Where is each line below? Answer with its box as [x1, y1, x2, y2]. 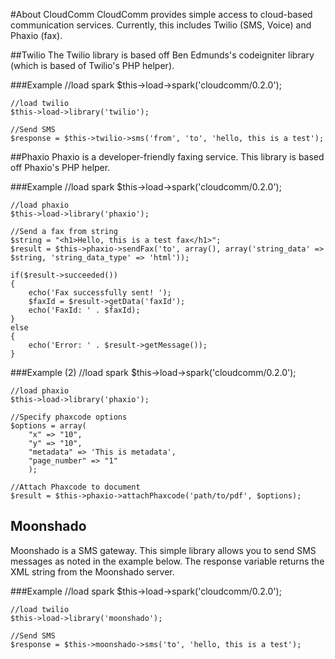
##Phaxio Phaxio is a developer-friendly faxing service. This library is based [10, 151, 325, 163]
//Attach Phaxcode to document [10, 482, 141, 492]
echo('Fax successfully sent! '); [28, 288, 172, 298]
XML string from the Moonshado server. [10, 565, 175, 578]
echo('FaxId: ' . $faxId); [28, 305, 141, 315]
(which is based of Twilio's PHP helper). [10, 60, 175, 71]
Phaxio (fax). [10, 30, 63, 41]
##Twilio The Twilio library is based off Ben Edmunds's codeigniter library [10, 49, 315, 61]
